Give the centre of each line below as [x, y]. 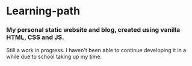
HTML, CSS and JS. [35, 37]
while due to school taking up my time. [54, 57]
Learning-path [43, 11]
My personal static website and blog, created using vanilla [93, 30]
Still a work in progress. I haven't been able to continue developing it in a [96, 50]
